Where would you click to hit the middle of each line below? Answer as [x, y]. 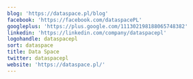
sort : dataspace [30, 45]
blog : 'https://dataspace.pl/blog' [58, 13]
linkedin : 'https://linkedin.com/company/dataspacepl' [87, 33]
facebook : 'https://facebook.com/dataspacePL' [75, 20]
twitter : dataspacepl [38, 58]
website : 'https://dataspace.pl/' [56, 65]
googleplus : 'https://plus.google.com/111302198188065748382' [98, 26]
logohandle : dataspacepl [42, 39]
